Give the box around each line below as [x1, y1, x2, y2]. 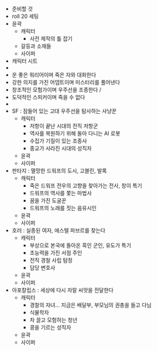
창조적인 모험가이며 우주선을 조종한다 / [11, 86, 102, 93]
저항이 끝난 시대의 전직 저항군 [29, 122, 98, 130]
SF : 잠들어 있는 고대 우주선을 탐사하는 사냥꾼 [11, 107, 117, 115]
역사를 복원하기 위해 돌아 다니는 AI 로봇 [29, 130, 121, 137]
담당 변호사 [29, 264, 55, 271]
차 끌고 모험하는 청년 [29, 316, 78, 324]
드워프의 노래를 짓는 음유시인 [29, 205, 97, 211]
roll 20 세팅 [11, 13, 39, 20]
